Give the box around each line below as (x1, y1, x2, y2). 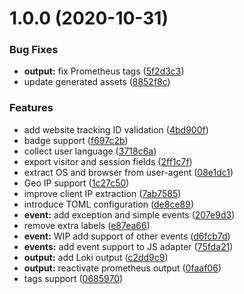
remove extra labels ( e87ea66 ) (23, 219, 151, 231)
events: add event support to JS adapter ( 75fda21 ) (23, 240, 234, 252)
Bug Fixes (9, 43, 59, 57)
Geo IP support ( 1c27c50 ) (23, 177, 130, 189)
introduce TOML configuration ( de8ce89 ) (23, 198, 195, 210)
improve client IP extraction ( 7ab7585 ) (23, 187, 182, 199)
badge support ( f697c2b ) (23, 134, 129, 146)
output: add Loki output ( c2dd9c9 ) (23, 251, 169, 263)
